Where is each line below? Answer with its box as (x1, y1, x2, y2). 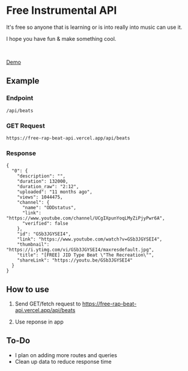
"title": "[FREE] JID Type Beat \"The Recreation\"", (17, 252, 154, 259)
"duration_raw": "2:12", (17, 184, 79, 190)
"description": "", (17, 173, 66, 179)
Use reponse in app (14, 318, 64, 325)
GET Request (6, 121, 45, 130)
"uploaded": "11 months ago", (17, 189, 93, 195)
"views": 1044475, (17, 194, 63, 200)
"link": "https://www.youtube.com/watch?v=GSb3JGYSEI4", (17, 236, 163, 242)
